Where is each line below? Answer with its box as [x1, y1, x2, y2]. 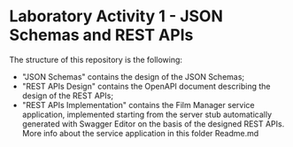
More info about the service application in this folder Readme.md [21, 128, 259, 138]
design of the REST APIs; [21, 90, 113, 101]
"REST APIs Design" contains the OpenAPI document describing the [21, 81, 271, 91]
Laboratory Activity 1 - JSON [9, 6, 224, 27]
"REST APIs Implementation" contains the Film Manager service [21, 99, 255, 110]
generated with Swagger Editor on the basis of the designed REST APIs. [21, 118, 285, 129]
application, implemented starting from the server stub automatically [21, 109, 273, 120]
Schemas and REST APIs [9, 25, 194, 45]
